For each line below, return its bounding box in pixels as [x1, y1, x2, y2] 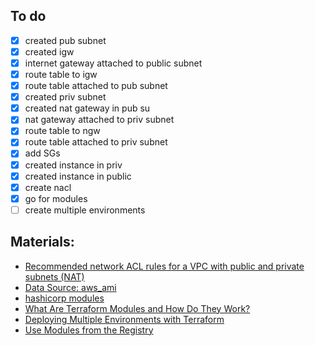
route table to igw [24, 69, 98, 80]
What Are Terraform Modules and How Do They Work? [24, 302, 251, 314]
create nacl [24, 181, 72, 193]
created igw [24, 45, 75, 58]
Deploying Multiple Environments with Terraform [24, 313, 225, 325]
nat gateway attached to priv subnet [24, 114, 175, 126]
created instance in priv [24, 159, 123, 171]
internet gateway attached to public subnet [24, 57, 203, 69]
